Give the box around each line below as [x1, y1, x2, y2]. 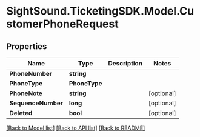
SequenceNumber [9, 99, 64, 107]
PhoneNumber [9, 70, 53, 78]
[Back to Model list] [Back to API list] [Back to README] [6, 124, 145, 132]
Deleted [9, 109, 33, 117]
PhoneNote [9, 89, 42, 98]
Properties [6, 41, 47, 52]
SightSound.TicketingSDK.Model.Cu [6, 4, 195, 18]
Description [108, 59, 143, 67]
